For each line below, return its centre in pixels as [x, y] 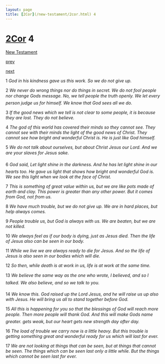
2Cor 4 [20, 39]
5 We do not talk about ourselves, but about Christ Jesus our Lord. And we [82, 147]
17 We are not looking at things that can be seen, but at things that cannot [81, 346]
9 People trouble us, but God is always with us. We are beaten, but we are [81, 221]
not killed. [15, 227]
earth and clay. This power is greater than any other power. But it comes [79, 192]
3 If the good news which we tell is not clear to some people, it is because [81, 113]
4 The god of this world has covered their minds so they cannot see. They [81, 127]
